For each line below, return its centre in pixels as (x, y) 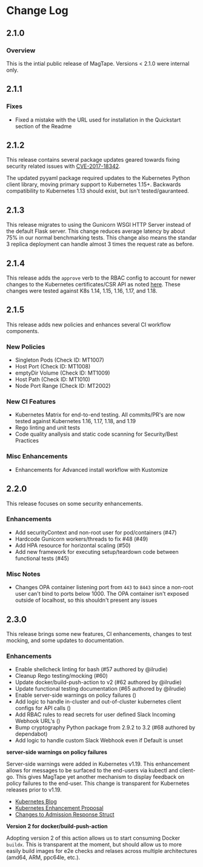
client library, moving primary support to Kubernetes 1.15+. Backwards (94, 185)
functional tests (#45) (42, 558)
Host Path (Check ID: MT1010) (53, 379)
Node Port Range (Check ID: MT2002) (63, 386)
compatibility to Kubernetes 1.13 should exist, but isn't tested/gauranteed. (98, 191)
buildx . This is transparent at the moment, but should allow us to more (94, 845)
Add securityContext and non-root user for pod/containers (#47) (96, 532)
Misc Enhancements (37, 457)
